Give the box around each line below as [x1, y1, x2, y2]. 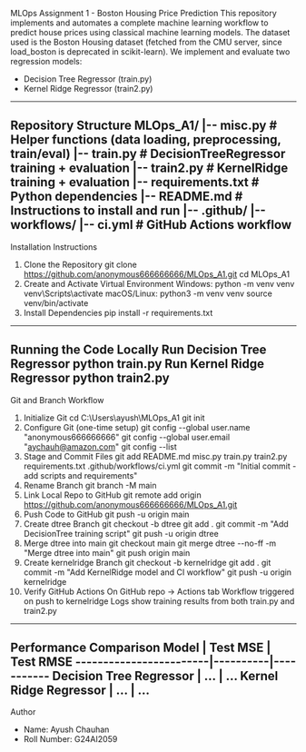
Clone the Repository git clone [23, 259, 137, 270]
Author [10, 707, 36, 717]
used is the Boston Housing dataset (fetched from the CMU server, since [10, 36, 282, 47]
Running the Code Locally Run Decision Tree [10, 342, 267, 358]
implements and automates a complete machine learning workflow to [10, 17, 269, 28]
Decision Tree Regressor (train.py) [23, 74, 153, 84]
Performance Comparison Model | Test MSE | [10, 640, 271, 656]
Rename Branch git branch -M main [23, 480, 157, 490]
